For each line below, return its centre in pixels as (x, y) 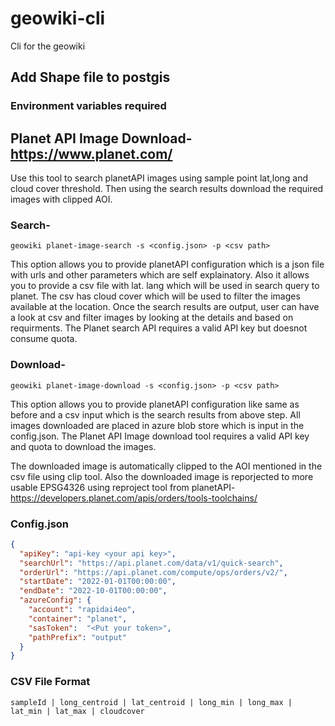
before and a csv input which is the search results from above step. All (155, 414)
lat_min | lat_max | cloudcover (77, 711)
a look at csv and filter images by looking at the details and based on (152, 318)
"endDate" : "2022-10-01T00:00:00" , (93, 591)
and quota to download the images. (83, 446)
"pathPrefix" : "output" (78, 637)
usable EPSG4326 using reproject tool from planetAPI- (123, 487)
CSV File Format (50, 682)
